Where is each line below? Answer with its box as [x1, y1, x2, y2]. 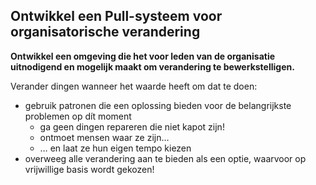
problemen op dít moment [24, 110, 132, 122]
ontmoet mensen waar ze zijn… [39, 131, 170, 143]
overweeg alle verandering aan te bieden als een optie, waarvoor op [24, 152, 307, 164]
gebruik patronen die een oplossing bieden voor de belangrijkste [24, 99, 292, 111]
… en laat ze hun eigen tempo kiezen [39, 142, 192, 154]
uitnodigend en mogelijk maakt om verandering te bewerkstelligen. [10, 60, 295, 73]
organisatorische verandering [10, 24, 201, 41]
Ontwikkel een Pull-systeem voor [10, 8, 223, 25]
